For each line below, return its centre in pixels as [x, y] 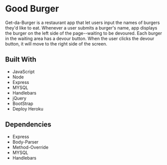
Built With [21, 60]
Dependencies [28, 125]
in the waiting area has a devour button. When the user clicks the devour [80, 38]
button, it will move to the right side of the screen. [56, 43]
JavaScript [23, 71]
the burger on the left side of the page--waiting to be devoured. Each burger [84, 33]
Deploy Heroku [28, 108]
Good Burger [32, 9]
